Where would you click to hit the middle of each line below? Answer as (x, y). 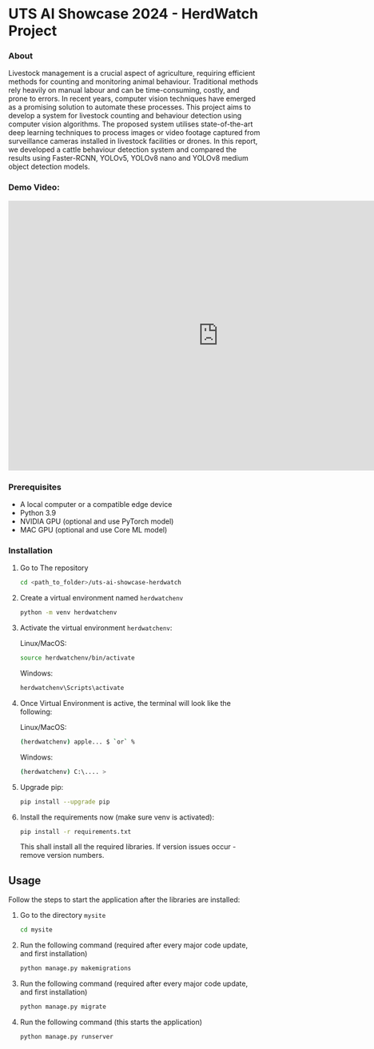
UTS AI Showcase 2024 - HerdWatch (133, 14)
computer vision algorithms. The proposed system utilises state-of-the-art (131, 124)
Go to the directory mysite (63, 915)
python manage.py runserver (66, 1036)
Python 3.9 (38, 513)
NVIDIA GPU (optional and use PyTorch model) (97, 521)
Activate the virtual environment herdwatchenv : (96, 628)
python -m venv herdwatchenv (68, 612)
